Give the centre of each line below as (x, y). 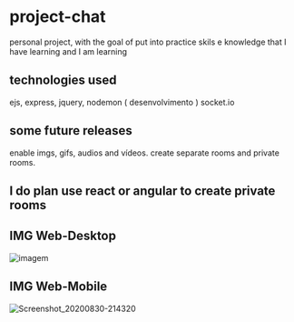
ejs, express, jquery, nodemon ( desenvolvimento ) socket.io (122, 102)
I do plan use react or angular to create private (142, 191)
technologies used (63, 80)
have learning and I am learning (69, 51)
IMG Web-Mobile (59, 287)
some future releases (71, 131)
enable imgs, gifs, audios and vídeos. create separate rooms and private (144, 153)
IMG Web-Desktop (63, 236)
